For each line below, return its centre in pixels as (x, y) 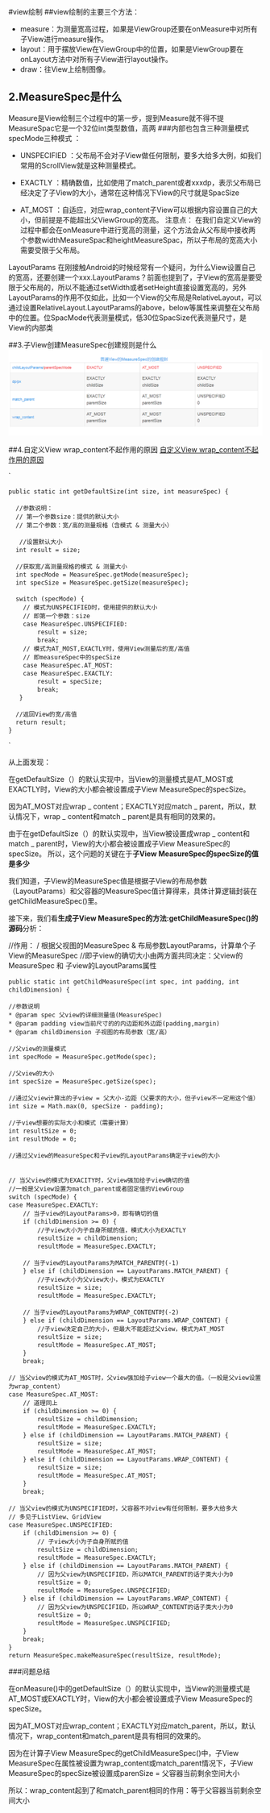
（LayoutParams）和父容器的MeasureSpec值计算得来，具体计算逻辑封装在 (133, 891)
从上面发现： (29, 762)
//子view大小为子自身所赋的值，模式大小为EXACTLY (112, 1230)
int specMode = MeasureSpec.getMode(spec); (83, 1057)
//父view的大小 (31, 1073)
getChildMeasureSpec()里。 (55, 900)
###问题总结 (29, 1671)
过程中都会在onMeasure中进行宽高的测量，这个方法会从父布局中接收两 (138, 230)
